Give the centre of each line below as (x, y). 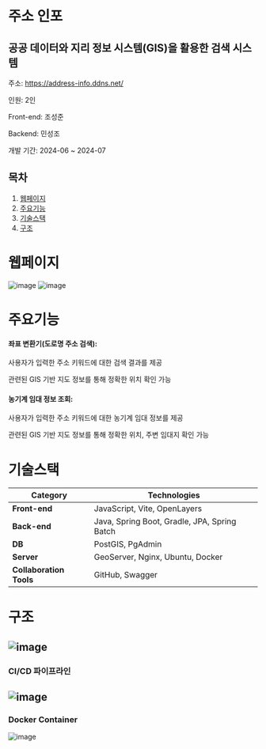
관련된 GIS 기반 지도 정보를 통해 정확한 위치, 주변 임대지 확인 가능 (109, 435)
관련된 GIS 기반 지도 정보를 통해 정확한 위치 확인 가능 (90, 380)
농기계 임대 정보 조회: (41, 399)
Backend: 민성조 (34, 134)
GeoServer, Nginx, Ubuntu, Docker (158, 557)
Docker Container (43, 720)
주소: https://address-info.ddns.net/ (66, 83)
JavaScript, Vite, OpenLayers (148, 509)
